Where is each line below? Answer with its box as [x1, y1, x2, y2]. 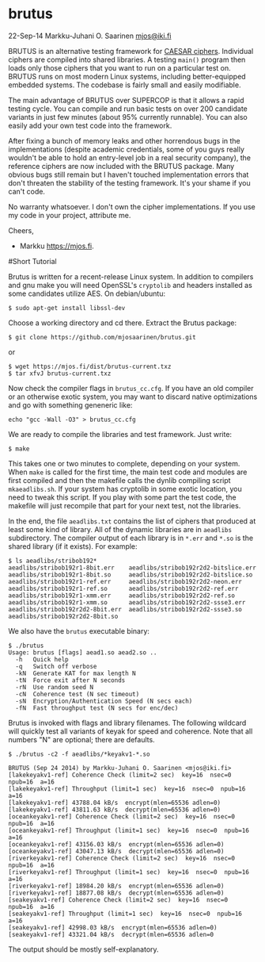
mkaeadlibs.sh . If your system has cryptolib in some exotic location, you [8, 484, 243, 493]
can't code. [8, 186, 46, 196]
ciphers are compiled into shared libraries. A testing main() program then [8, 55, 246, 64]
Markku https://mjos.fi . [19, 241, 95, 251]
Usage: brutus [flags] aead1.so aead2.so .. [8, 648, 157, 657]
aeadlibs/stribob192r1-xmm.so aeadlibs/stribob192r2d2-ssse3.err [8, 598, 246, 607]
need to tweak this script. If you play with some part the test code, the [8, 492, 237, 502]
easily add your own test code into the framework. [8, 121, 172, 130]
